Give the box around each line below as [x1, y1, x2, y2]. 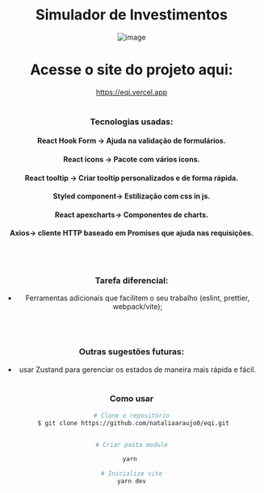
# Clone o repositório [93, 412, 170, 420]
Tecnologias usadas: [90, 115, 174, 127]
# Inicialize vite [100, 470, 163, 478]
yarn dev [116, 478, 147, 486]
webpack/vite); [112, 302, 163, 311]
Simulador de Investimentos [35, 6, 228, 24]
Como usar [109, 393, 154, 404]
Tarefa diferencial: [94, 274, 169, 286]
